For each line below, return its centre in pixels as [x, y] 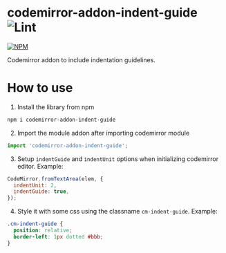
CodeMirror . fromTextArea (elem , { [55, 179]
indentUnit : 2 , [35, 185]
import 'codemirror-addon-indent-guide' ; [68, 146]
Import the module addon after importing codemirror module [103, 133]
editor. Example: [40, 166]
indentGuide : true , [41, 191]
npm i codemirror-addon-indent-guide [62, 120]
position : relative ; [43, 230]
